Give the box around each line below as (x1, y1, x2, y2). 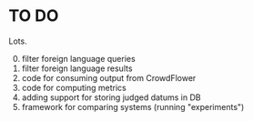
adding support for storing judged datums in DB (21, 92, 201, 103)
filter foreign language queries (21, 53, 136, 64)
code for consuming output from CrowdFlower (21, 72, 197, 83)
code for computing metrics (21, 82, 126, 93)
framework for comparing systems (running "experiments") (21, 101, 245, 112)
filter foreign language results (21, 63, 133, 74)
